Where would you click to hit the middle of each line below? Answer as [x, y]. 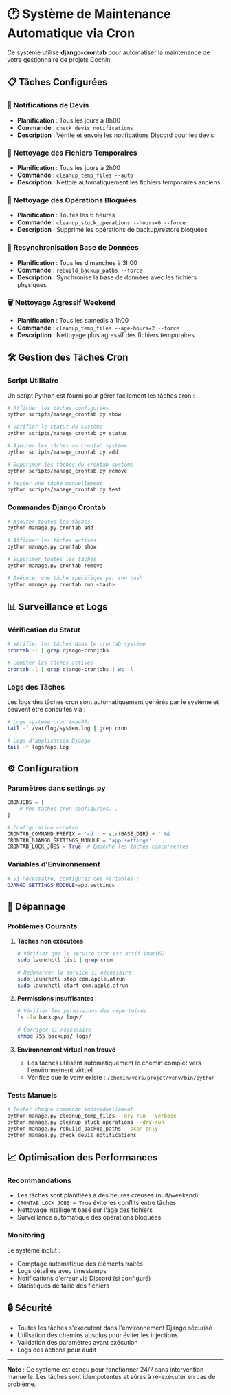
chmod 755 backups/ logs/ [54, 1036]
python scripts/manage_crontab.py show [64, 414]
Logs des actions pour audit [57, 1350]
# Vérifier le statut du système [55, 427]
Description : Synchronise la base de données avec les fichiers [107, 277]
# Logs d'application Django [49, 741]
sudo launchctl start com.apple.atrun [73, 986]
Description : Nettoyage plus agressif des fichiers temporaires [106, 334]
